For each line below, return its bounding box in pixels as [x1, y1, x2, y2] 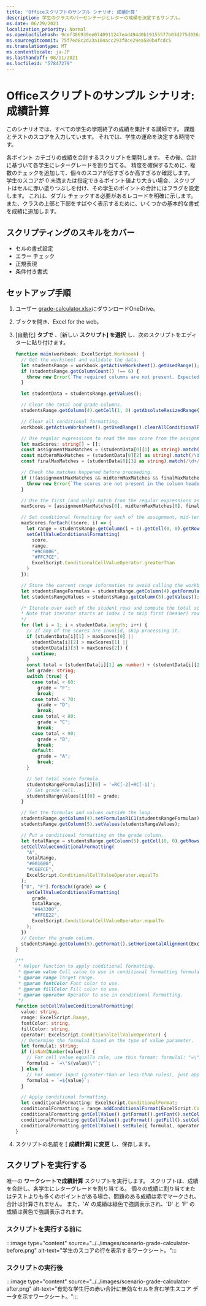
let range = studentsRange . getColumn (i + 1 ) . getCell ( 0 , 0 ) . [26, 526, 183, 532]
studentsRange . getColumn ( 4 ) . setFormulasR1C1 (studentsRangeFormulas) [21, 815, 200, 822]
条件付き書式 [15, 268, 48, 275]
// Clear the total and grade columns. [21, 402, 123, 408]
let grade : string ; [26, 667, 77, 674]
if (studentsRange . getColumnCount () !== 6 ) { [21, 368, 140, 375]
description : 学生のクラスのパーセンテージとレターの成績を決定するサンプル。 [6, 15, 183, 21]
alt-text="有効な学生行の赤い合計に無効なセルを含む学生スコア [32, 1285, 192, 1292]
